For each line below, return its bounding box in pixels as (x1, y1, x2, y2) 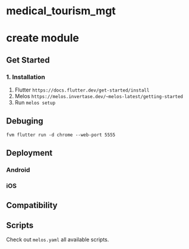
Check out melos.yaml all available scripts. (6, 236, 109, 243)
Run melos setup (14, 99, 56, 106)
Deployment (6, 148, 53, 158)
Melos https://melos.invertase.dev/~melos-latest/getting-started (14, 93, 183, 100)
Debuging (6, 116, 43, 126)
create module (6, 31, 79, 45)
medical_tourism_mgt (6, 4, 116, 18)
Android (6, 166, 30, 174)
